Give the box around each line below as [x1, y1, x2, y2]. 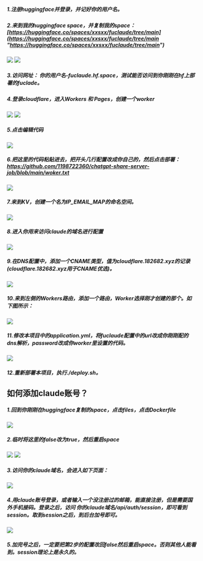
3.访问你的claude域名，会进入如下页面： [7, 466, 109, 474]
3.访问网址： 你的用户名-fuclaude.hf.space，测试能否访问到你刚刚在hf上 [7, 71, 190, 79]
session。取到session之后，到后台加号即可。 [7, 511, 121, 518]
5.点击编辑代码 [7, 126, 44, 133]
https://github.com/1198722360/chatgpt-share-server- [7, 163, 150, 170]
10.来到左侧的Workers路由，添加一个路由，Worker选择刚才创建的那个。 [7, 295, 187, 302]
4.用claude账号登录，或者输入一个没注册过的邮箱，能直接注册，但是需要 [7, 496, 188, 503]
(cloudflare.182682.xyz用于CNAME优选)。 [7, 265, 115, 273]
